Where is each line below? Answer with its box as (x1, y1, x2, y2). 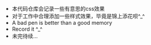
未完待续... (11, 33, 38, 40)
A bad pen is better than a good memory (11, 20, 113, 26)
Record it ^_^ (11, 25, 43, 33)
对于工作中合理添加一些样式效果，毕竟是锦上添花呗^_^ (11, 12, 145, 20)
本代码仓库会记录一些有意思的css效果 (11, 5, 105, 12)
